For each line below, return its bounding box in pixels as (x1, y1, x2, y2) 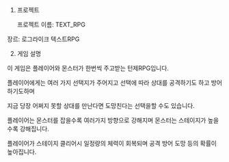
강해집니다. (19, 125, 50, 133)
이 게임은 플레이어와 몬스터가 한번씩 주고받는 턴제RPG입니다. (7, 64, 170, 72)
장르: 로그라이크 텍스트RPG (7, 35, 80, 43)
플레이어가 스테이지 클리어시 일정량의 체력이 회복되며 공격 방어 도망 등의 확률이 (7, 139, 217, 147)
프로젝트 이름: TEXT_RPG (16, 21, 85, 29)
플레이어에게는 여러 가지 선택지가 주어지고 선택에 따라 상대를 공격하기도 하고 (7, 79, 210, 87)
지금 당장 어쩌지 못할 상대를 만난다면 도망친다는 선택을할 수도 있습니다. (7, 102, 195, 109)
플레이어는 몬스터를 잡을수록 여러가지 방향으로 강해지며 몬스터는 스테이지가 (7, 116, 206, 124)
